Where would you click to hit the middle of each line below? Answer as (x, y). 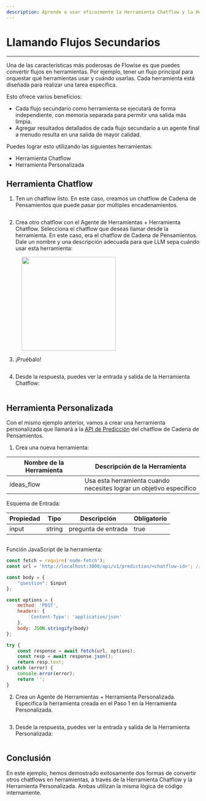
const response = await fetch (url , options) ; (77, 651)
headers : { (31, 611)
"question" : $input (42, 583)
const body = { (26, 577)
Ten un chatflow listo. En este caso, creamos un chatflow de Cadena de (105, 199)
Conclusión (29, 758)
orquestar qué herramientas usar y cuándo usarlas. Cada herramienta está (101, 78)
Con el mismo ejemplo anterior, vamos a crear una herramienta (86, 423)
